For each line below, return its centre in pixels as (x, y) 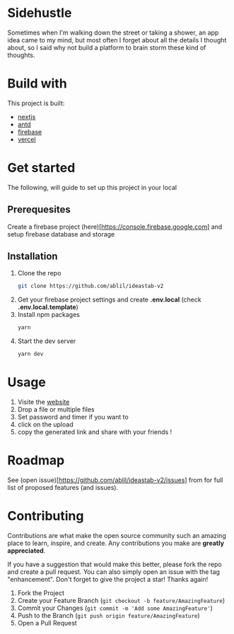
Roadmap (36, 461)
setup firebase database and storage (61, 234)
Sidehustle (40, 13)
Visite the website (43, 402)
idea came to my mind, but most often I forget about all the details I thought (117, 40)
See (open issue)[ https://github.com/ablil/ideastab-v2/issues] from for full (115, 480)
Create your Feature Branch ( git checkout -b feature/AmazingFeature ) (121, 600)
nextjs (27, 116)
